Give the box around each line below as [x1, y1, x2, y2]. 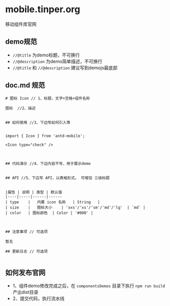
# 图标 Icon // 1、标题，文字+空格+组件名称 [5, 96, 90, 101]
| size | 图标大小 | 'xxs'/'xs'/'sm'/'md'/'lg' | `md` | [5, 205, 146, 210]
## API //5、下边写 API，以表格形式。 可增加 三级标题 [5, 175, 110, 180]
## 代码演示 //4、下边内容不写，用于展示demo [5, 161, 91, 166]
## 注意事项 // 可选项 [5, 229, 48, 234]
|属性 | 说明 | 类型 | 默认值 [5, 189, 62, 194]
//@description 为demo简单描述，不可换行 [12, 58, 103, 64]
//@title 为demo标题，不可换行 [12, 52, 80, 58]
